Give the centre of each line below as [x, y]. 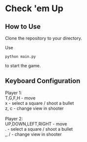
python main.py [21, 57]
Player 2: [14, 119]
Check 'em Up [34, 9]
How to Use [23, 27]
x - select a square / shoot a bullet [40, 103]
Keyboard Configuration [43, 81]
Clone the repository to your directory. [43, 38]
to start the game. [23, 66]
